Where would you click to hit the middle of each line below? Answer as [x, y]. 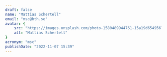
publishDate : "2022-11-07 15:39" [40, 47]
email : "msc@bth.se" [27, 19]
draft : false [19, 10]
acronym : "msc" [21, 42]
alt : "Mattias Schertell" [41, 33]
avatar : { [15, 24]
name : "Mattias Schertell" [33, 14]
